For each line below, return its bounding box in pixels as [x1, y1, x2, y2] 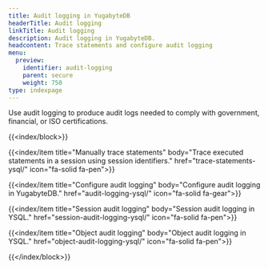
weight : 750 [22, 78, 62, 86]
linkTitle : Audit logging [8, 26, 94, 34]
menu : [8, 49, 26, 57]
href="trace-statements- [174, 156, 256, 166]
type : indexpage [8, 86, 62, 94]
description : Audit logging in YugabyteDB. [8, 34, 156, 42]
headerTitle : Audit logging [8, 19, 102, 27]
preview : [15, 57, 45, 65]
